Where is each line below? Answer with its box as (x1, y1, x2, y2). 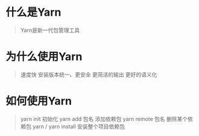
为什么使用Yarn (5, 50, 83, 64)
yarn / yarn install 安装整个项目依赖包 (32, 123, 125, 130)
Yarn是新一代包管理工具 (20, 26, 80, 34)
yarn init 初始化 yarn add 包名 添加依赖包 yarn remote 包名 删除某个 (20, 115, 188, 122)
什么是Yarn (5, 5, 62, 19)
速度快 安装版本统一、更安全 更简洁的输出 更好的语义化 (20, 70, 157, 78)
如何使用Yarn (5, 94, 72, 108)
